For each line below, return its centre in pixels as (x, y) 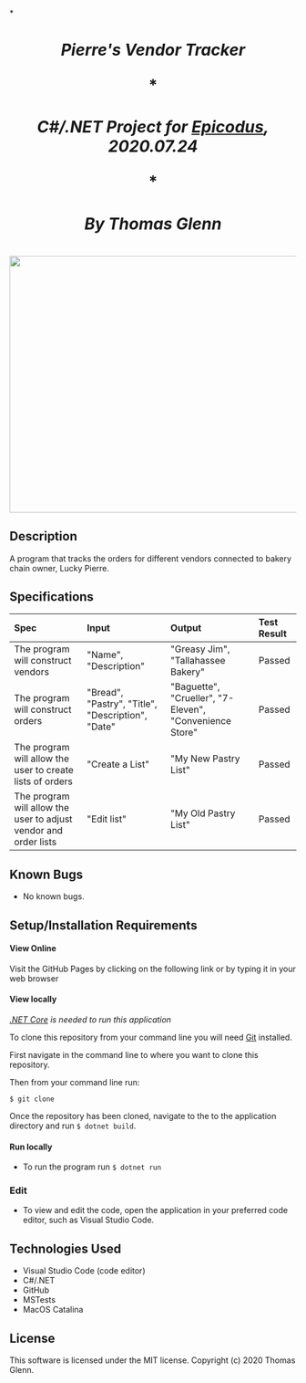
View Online (33, 948)
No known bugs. (53, 896)
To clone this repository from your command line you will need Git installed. (151, 1037)
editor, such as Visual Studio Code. (88, 1220)
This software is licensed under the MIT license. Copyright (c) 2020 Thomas (153, 1360)
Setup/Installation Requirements (103, 925)
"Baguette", (195, 686)
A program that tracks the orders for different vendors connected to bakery (151, 558)
